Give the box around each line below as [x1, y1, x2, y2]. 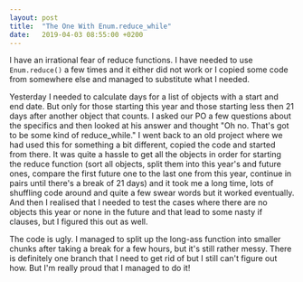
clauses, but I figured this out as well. [9, 216, 148, 227]
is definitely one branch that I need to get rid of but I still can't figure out [9, 253, 278, 264]
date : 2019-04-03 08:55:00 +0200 [9, 30, 144, 39]
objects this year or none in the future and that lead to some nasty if [9, 207, 263, 218]
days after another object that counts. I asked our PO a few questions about [9, 110, 291, 122]
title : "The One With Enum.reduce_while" [9, 22, 172, 31]
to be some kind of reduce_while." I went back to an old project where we [9, 130, 283, 141]
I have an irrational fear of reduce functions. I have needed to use [9, 55, 253, 66]
